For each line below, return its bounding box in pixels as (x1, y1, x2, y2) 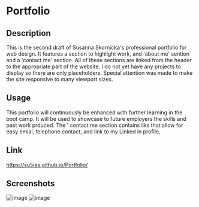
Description (6, 28, 51, 38)
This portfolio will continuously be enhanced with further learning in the (6, 109, 183, 116)
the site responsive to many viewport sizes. (6, 76, 113, 83)
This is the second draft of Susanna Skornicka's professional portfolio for (6, 44, 187, 51)
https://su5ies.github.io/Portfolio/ (6, 161, 88, 168)
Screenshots (6, 178, 55, 189)
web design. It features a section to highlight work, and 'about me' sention (6, 50, 190, 57)
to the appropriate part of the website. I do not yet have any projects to (6, 63, 181, 70)
